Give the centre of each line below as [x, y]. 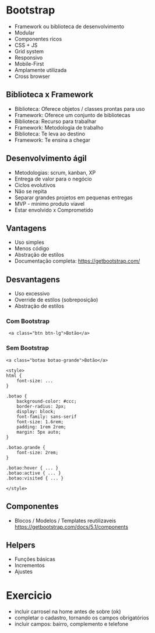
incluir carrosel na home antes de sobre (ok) [68, 612]
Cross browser [32, 76]
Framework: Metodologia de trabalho [59, 127]
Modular [24, 32]
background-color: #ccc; [47, 401]
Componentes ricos [38, 39]
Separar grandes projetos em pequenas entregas [73, 198]
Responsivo [29, 57]
